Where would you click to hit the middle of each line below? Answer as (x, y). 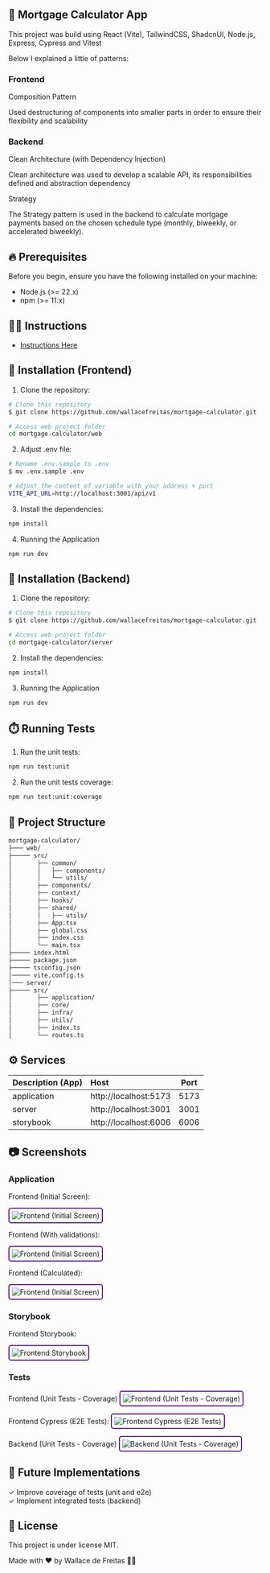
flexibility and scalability (48, 121)
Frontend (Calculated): (45, 1273)
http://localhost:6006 (131, 1122)
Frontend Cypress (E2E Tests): (59, 1421)
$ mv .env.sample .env (46, 471)
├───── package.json (43, 961)
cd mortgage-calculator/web (55, 434)
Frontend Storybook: (43, 1334)
